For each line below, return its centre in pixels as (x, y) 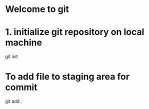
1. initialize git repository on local (75, 32)
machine (24, 43)
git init (12, 56)
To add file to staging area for (67, 77)
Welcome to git (37, 9)
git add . (14, 101)
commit (21, 87)
